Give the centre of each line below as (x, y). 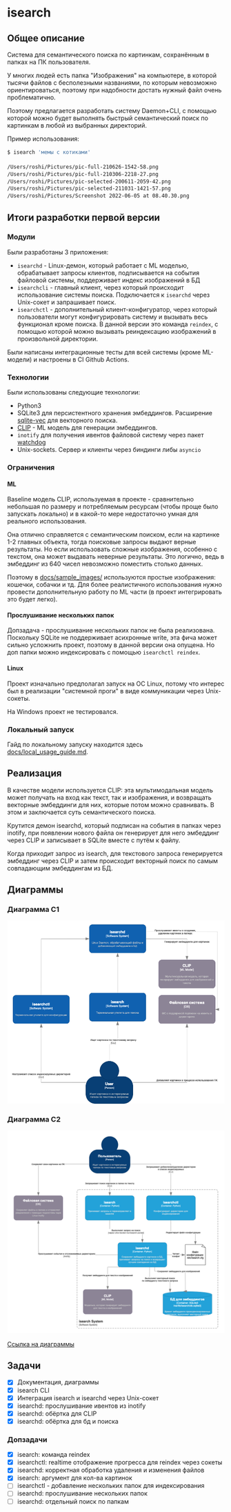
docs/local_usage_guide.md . (48, 752)
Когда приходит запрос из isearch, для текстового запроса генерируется (115, 853)
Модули (21, 237)
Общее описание (46, 38)
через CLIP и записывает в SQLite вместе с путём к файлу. (94, 840)
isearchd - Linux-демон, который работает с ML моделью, (103, 265)
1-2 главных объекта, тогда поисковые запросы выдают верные (102, 542)
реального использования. (47, 521)
